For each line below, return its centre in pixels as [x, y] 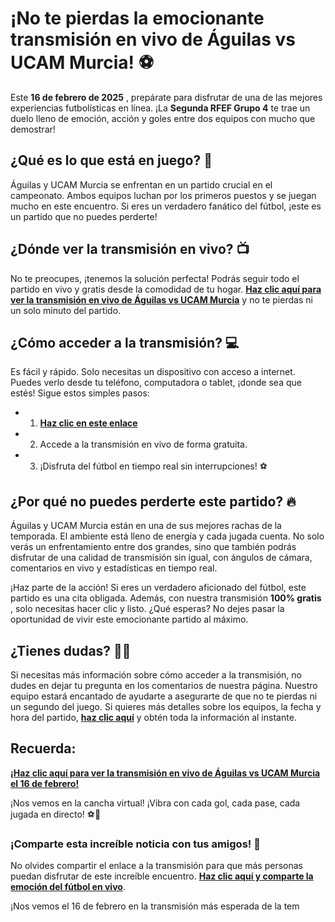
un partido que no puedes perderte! [84, 216]
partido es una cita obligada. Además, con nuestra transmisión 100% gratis [166, 598]
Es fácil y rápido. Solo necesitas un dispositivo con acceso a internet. [153, 372]
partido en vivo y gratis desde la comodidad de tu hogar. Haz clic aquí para [166, 289]
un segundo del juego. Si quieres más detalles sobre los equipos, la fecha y [166, 706]
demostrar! [33, 129]
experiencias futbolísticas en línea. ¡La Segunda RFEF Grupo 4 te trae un [160, 108]
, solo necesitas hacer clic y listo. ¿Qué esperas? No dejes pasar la [147, 609]
